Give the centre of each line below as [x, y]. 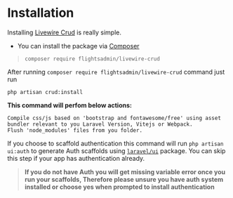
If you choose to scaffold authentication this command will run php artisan [115, 143]
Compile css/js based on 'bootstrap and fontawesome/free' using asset [114, 118]
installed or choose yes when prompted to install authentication [120, 187]
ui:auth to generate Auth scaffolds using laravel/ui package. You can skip [116, 151]
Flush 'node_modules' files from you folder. [75, 130]
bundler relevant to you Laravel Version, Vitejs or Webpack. [100, 124]
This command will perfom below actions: [69, 105]
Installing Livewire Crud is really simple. [64, 32]
